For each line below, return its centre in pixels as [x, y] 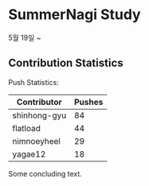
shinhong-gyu [39, 115]
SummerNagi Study [74, 15]
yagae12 [29, 154]
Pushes [89, 102]
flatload [27, 128]
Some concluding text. [45, 173]
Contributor [39, 102]
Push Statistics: [34, 82]
